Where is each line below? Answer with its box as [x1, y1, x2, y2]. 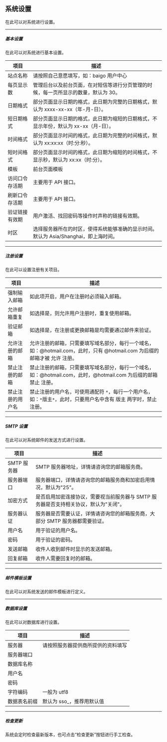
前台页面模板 [33, 165, 63, 172]
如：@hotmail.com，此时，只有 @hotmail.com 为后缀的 [29, 347, 159, 354]
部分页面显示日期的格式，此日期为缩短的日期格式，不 [33, 115, 158, 122]
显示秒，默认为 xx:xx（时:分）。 [33, 156, 105, 163]
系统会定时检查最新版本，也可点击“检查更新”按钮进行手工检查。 [5, 732, 136, 738]
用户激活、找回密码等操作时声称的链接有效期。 [33, 212, 143, 219]
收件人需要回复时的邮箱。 [35, 555, 95, 562]
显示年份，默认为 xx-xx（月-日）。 [33, 123, 114, 130]
